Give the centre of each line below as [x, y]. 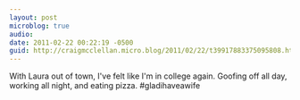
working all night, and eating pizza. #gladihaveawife [105, 86]
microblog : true [39, 26]
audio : [21, 34]
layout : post [33, 17]
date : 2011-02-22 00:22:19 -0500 [71, 42]
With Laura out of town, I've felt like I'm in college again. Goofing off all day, [148, 76]
